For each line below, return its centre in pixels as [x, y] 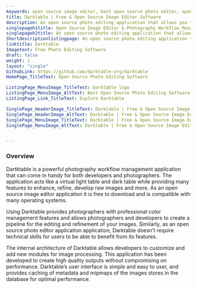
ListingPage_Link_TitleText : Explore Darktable [65, 99]
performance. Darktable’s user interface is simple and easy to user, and [92, 266]
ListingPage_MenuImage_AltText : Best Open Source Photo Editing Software [98, 93]
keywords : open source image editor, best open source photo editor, [93, 11]
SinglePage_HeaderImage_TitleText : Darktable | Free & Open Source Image [98, 109]
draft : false [22, 55]
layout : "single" [27, 66]
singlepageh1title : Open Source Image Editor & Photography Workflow [93, 28]
